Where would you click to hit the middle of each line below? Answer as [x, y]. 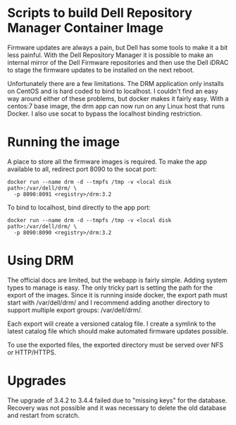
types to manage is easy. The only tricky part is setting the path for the [110, 288]
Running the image [63, 142]
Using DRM [41, 260]
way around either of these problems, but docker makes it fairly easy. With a [118, 98]
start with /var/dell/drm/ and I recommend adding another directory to [108, 302]
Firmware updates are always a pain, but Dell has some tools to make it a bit [118, 47]
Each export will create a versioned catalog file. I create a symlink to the [112, 324]
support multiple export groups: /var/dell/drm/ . [75, 310]
